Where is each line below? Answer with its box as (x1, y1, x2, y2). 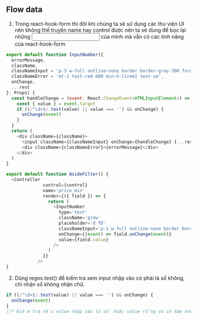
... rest (11, 84, 30, 90)
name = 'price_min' (43, 188, 85, 193)
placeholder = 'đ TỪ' (58, 220, 107, 226)
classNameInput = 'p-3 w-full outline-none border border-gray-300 (11, 68, 180, 74)
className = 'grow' (58, 215, 101, 221)
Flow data (6, 5, 43, 15)
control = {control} (43, 182, 88, 188)
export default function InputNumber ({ (6, 52, 104, 57)
